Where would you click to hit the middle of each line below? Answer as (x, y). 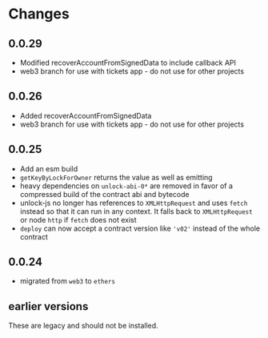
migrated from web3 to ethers (68, 281)
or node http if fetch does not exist (78, 219)
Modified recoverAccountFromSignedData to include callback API (128, 62)
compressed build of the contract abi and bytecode (104, 194)
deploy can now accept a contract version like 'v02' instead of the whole (140, 228)
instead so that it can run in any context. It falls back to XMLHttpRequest (136, 211)
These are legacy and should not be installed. (83, 326)
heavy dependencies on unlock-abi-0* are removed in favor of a (126, 186)
